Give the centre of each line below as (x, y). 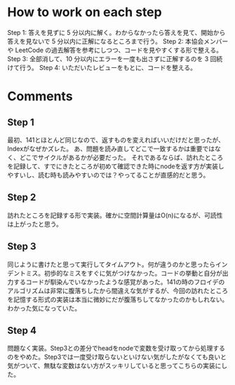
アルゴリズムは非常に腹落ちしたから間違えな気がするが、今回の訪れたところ (118, 290)
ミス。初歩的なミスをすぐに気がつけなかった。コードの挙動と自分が (124, 273)
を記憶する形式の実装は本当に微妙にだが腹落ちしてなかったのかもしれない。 (118, 299)
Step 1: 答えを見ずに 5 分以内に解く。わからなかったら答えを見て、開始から (116, 32)
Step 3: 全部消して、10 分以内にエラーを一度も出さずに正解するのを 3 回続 (115, 59)
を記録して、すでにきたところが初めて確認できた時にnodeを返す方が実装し (116, 166)
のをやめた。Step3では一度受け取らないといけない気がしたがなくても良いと (117, 357)
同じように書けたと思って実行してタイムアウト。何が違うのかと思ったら (112, 264)
